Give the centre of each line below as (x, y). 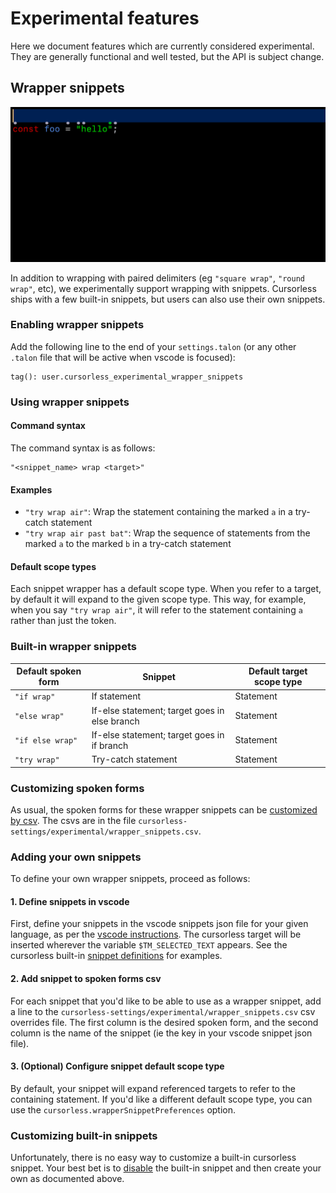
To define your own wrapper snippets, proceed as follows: (130, 879)
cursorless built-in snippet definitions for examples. (116, 956)
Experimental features (105, 18)
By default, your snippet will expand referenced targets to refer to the (153, 1088)
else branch (115, 721)
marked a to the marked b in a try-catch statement (128, 544)
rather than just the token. (63, 621)
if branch (110, 745)
